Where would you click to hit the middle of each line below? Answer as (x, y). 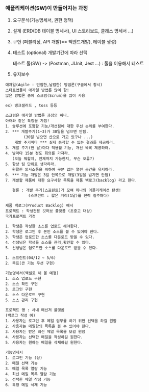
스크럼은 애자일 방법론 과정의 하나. (37, 116)
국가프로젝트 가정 (20, 217)
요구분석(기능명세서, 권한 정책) (43, 20)
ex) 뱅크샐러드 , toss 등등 (31, 106)
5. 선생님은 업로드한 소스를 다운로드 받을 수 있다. (52, 248)
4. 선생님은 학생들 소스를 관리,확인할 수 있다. (48, 243)
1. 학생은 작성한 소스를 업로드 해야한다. (43, 226)
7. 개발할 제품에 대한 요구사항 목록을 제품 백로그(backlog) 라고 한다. (71, 180)
